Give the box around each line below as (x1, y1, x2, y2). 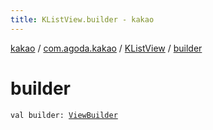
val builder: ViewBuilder (10, 110, 118, 120)
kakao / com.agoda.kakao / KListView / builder (10, 42, 203, 54)
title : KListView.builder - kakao (10, 14, 155, 25)
